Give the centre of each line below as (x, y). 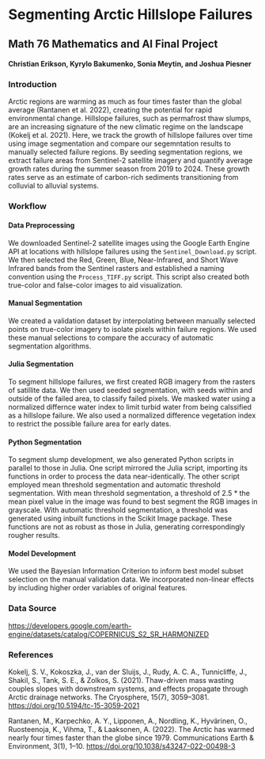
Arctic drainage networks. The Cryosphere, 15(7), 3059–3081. (109, 697)
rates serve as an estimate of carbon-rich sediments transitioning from (123, 177)
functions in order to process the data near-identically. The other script (124, 476)
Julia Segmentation (41, 364)
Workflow (28, 206)
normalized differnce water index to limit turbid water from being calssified (130, 407)
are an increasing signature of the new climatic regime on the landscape (126, 127)
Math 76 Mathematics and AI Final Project (113, 44)
